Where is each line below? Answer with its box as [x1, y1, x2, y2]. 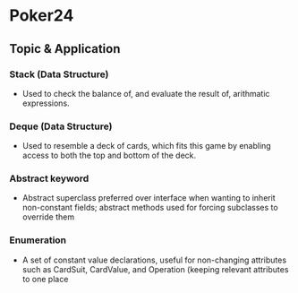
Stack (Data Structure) [9, 68, 109, 81]
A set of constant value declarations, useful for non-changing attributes [21, 254, 287, 265]
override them [21, 211, 74, 222]
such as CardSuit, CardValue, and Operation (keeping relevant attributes [21, 263, 289, 274]
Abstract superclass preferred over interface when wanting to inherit [21, 193, 276, 203]
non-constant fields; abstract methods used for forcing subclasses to [21, 203, 279, 213]
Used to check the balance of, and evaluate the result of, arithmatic [21, 88, 270, 99]
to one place [21, 273, 69, 284]
